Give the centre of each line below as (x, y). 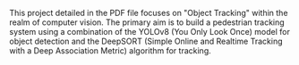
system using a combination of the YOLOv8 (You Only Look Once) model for (150, 32)
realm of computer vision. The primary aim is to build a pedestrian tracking (147, 22)
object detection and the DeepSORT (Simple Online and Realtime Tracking (146, 41)
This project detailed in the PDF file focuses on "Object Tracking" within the (149, 13)
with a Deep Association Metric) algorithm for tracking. (111, 51)
